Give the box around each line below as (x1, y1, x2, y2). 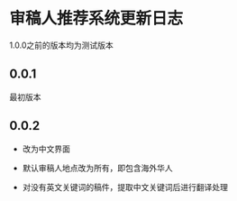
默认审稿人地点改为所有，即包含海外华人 (22, 162, 173, 173)
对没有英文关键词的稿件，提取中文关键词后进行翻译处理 (22, 181, 228, 192)
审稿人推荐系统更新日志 (9, 8, 184, 29)
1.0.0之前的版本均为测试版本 (9, 40, 114, 50)
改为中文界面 (22, 143, 70, 154)
